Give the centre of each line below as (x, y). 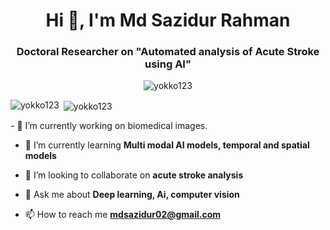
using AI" (168, 64)
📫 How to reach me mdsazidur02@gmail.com (123, 215)
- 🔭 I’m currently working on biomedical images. (109, 126)
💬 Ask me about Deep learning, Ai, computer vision (132, 195)
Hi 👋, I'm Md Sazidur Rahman (168, 20)
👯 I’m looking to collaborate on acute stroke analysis (134, 175)
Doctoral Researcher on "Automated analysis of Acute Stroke (168, 52)
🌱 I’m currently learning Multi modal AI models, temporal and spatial (167, 145)
